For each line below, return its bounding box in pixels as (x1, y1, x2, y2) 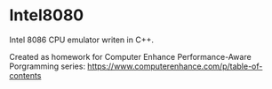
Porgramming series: (9, 61, 86, 71)
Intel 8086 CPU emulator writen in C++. (9, 34, 154, 45)
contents (9, 70, 42, 80)
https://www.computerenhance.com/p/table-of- (87, 61, 263, 71)
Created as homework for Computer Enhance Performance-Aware (9, 51, 252, 62)
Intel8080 (9, 5, 84, 26)
